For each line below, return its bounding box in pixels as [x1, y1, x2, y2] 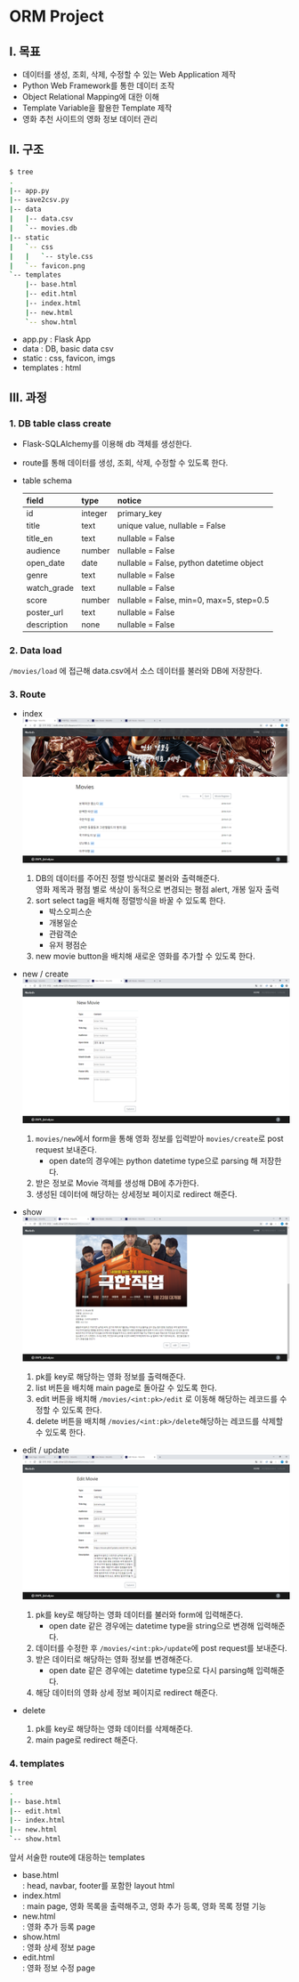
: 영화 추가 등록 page [21, 1921, 96, 1932]
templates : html [21, 362, 82, 373]
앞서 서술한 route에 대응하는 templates [9, 1852, 145, 1863]
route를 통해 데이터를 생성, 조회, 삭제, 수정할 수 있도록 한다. [21, 457, 229, 468]
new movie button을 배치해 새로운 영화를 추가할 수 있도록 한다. [35, 951, 255, 962]
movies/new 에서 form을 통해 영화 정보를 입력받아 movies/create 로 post [35, 1133, 284, 1145]
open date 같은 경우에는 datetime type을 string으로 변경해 [48, 1620, 255, 1630]
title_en [26, 532, 53, 544]
